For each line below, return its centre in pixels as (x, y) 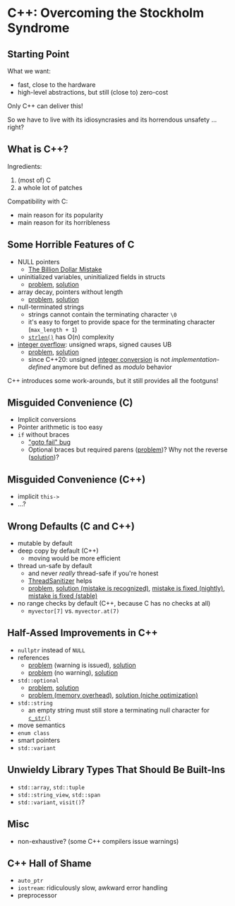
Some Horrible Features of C (71, 245)
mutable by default (45, 543)
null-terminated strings (51, 307)
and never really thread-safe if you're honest (93, 573)
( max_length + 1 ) (53, 329)
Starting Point (38, 54)
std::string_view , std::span (59, 794)
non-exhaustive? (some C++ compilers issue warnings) (98, 841)
